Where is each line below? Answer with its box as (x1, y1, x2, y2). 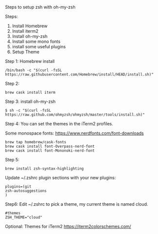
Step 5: (5, 157, 20, 162)
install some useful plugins (12, 44, 66, 49)
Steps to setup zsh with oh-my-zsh (5, 4, 76, 10)
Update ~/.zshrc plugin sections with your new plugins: (5, 175, 116, 180)
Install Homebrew (12, 23, 48, 29)
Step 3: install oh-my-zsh (5, 98, 56, 104)
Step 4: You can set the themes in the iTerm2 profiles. (5, 121, 113, 126)
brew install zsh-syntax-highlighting (5, 166, 84, 171)
